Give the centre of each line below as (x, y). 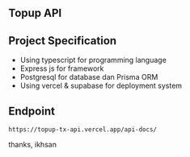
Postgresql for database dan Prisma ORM (89, 77)
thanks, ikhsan (32, 145)
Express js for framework (62, 68)
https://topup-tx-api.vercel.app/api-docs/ (83, 130)
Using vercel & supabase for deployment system (101, 86)
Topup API (35, 13)
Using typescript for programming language (93, 60)
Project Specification (63, 41)
